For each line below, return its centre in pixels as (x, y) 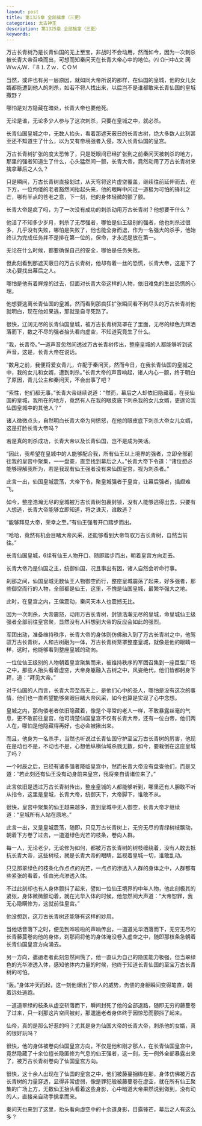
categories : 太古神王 (32, 23)
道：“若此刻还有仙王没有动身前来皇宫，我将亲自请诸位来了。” (81, 774)
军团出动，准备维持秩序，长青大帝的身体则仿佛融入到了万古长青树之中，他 (98, 635)
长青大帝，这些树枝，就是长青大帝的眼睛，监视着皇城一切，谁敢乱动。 (98, 855)
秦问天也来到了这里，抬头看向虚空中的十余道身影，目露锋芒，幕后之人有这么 (101, 1109)
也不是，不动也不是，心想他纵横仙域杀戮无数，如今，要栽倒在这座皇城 (109, 746)
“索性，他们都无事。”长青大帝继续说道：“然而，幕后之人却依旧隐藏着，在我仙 (101, 393)
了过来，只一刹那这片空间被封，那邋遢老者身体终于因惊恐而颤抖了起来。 (96, 1013)
